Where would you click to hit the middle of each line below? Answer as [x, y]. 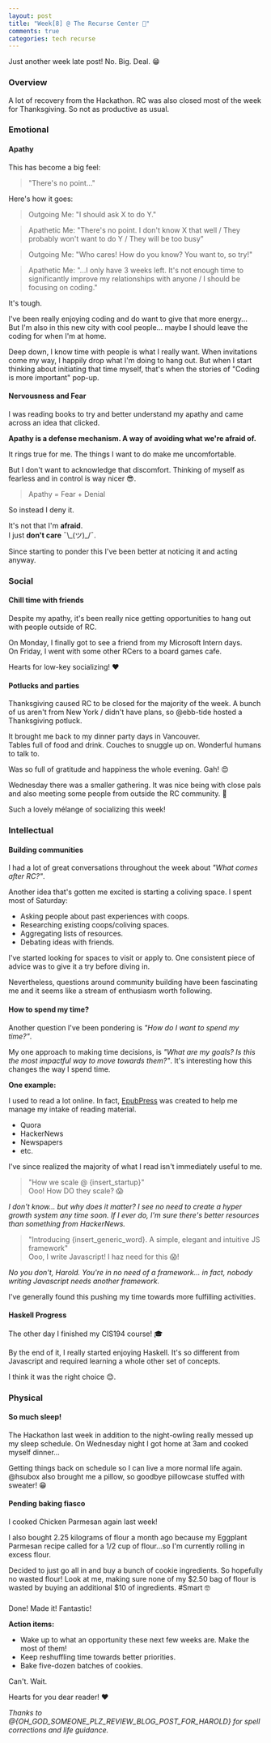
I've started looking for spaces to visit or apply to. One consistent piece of [132, 958]
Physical [25, 1398]
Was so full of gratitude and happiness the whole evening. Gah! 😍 [119, 769]
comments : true [34, 31]
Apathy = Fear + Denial [67, 494]
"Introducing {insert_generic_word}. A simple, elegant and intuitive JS [144, 1239]
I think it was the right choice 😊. [62, 1377]
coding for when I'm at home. [57, 336]
